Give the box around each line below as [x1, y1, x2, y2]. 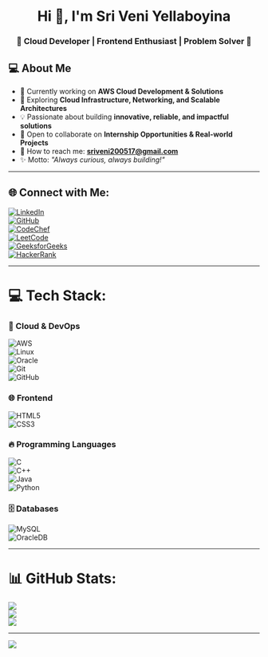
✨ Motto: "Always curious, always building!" [19, 155, 165, 164]
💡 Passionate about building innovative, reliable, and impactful [19, 112, 230, 121]
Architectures [19, 103, 68, 113]
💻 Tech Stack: [8, 287, 107, 304]
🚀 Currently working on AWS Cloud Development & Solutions [19, 86, 223, 96]
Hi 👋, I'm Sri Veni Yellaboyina [37, 7, 231, 26]
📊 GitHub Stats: [8, 570, 117, 588]
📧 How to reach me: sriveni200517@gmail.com [19, 146, 179, 156]
